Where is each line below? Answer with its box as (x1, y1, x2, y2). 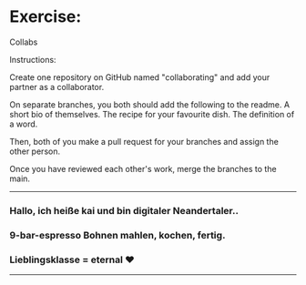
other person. (9, 146, 61, 157)
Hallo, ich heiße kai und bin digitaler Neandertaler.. (9, 204, 240, 217)
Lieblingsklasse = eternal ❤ (9, 253, 135, 266)
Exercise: (9, 6, 82, 27)
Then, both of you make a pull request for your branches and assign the (9, 136, 280, 147)
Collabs (9, 36, 38, 47)
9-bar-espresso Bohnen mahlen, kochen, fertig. (9, 229, 226, 241)
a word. (9, 118, 38, 129)
